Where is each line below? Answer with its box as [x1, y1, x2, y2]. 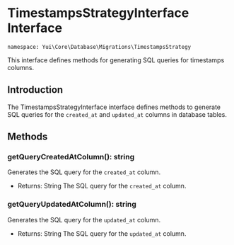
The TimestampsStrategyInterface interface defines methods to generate [7, 103, 221, 111]
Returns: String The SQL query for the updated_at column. [17, 229, 187, 238]
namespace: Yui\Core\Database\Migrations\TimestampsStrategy [7, 43, 192, 50]
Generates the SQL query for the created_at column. [7, 168, 161, 176]
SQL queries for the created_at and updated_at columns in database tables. [7, 110, 228, 118]
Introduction [7, 84, 64, 96]
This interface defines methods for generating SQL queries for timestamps [7, 55, 225, 64]
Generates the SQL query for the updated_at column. [7, 215, 161, 224]
